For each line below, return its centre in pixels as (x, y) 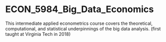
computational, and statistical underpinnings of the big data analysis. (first (83, 28)
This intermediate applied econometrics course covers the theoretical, (79, 23)
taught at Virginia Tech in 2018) (38, 34)
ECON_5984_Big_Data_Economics (80, 9)
